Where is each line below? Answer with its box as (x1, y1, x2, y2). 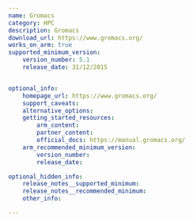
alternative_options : (22, 106, 93, 115)
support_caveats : (22, 99, 80, 107)
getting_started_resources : (22, 114, 115, 122)
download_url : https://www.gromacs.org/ (8, 33, 144, 42)
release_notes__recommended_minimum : (22, 187, 147, 195)
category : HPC (8, 19, 55, 27)
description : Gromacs (8, 26, 80, 34)
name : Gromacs (8, 11, 55, 20)
